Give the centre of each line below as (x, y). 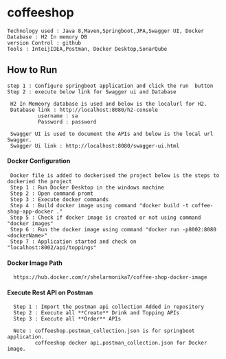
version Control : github (44, 43)
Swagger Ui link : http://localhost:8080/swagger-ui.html (95, 146)
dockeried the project (39, 181)
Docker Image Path (35, 263)
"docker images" (30, 223)
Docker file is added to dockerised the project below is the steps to (115, 175)
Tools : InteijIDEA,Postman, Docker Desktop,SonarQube (87, 49)
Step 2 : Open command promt (52, 194)
